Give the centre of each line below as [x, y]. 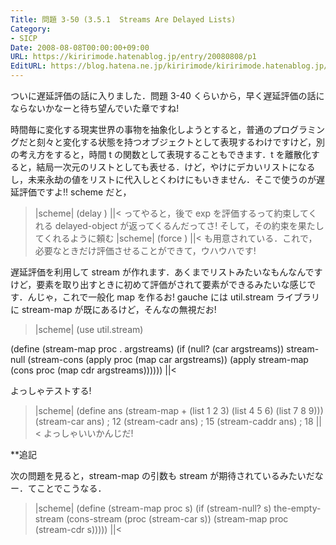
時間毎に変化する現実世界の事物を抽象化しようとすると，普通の [141, 129]
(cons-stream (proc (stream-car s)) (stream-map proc [177, 519]
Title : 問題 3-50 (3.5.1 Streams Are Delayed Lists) [123, 19]
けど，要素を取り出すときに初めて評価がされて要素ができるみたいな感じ [159, 284]
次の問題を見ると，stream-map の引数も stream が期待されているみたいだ [162, 475]
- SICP [24, 38]
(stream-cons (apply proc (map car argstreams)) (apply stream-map [168, 359]
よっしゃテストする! [51, 390]
